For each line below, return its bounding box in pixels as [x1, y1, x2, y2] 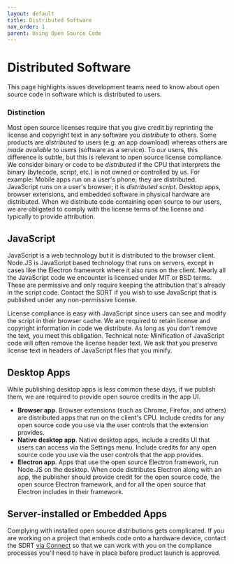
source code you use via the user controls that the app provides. [17, 451, 204, 459]
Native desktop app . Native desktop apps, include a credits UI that [17, 436, 210, 444]
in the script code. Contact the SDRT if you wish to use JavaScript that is [7, 288, 217, 297]
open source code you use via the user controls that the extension [17, 421, 209, 429]
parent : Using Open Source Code [7, 29, 101, 37]
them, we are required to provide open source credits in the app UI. [7, 392, 201, 401]
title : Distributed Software [7, 17, 92, 24]
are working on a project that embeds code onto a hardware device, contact [7, 533, 226, 542]
